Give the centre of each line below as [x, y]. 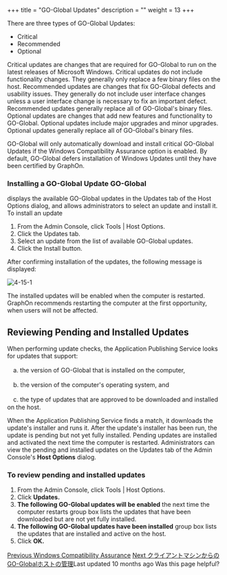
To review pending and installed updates [76, 475]
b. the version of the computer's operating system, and [91, 385]
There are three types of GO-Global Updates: [71, 23]
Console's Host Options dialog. [52, 457]
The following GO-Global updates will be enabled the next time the [113, 505]
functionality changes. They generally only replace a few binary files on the [114, 79]
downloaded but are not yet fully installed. [77, 519]
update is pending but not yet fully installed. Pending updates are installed [112, 435]
